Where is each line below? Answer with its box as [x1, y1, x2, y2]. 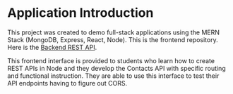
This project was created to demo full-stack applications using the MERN [7, 28, 220, 36]
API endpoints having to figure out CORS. [7, 79, 128, 87]
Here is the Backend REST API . [7, 43, 97, 51]
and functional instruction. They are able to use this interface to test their [7, 72, 220, 80]
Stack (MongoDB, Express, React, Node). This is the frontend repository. [7, 35, 218, 43]
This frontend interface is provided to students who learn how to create [7, 56, 215, 65]
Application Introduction [7, 5, 154, 21]
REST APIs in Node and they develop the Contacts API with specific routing [7, 64, 226, 72]
